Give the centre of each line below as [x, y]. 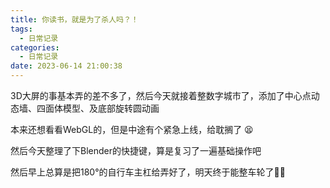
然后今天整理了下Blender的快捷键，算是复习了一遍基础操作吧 [136, 150]
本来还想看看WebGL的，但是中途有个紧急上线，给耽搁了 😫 [132, 129]
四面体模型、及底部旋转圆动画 [98, 108]
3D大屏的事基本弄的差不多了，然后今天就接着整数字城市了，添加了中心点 [161, 95]
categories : [35, 47]
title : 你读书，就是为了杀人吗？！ [74, 19]
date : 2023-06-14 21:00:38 [66, 66]
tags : [21, 29]
